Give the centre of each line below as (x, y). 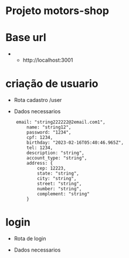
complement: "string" (63, 194)
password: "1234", (49, 133)
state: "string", (58, 174)
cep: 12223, (51, 168)
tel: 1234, (40, 148)
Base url (26, 38)
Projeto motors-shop (57, 11)
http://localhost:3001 (48, 60)
